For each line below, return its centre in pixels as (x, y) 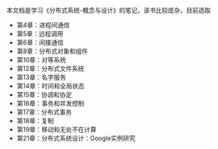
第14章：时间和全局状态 (50, 86)
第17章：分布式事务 (44, 112)
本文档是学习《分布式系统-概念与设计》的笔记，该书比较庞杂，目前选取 (109, 10)
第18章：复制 (35, 121)
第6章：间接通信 (40, 42)
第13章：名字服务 (41, 77)
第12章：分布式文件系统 (50, 69)
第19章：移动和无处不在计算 (56, 130)
